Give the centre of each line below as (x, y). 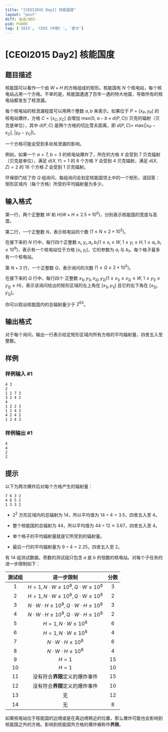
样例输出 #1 (19, 433)
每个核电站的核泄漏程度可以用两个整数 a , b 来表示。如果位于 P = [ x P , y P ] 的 (82, 112)
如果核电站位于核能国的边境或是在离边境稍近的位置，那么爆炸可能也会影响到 (84, 718)
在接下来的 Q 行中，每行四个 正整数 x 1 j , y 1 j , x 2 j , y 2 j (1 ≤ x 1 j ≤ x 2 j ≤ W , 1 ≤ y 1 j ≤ (83, 279)
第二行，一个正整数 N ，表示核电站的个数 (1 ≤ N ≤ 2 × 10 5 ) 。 (67, 231)
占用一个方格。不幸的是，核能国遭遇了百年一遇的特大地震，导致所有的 (86, 94)
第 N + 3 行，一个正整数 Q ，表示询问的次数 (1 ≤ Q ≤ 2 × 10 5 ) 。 (69, 267)
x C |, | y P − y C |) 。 (22, 133)
